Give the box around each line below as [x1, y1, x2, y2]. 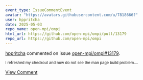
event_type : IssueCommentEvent [5, 7, 72, 13]
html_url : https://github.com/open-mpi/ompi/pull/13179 [5, 31, 127, 36]
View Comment [5, 69, 38, 75]
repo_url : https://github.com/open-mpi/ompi [5, 36, 102, 42]
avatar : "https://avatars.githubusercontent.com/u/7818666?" [5, 12, 138, 17]
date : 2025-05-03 [5, 22, 42, 27]
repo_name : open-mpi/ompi [5, 27, 60, 32]
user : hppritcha [5, 17, 40, 22]
